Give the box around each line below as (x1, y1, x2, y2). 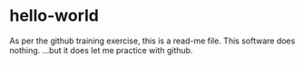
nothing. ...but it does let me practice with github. (9, 44, 193, 55)
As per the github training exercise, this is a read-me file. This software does (9, 35, 296, 46)
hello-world (9, 5, 100, 26)
